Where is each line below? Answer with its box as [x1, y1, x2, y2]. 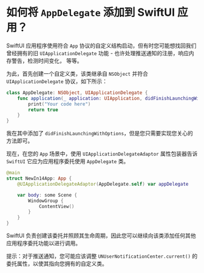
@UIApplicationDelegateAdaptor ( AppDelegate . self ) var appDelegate [17, 181, 189, 187]
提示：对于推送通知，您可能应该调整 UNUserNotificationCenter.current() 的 [6, 252, 198, 260]
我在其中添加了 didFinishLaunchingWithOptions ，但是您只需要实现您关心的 [6, 130, 193, 137]
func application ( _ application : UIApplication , [17, 95, 143, 101]
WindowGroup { [28, 198, 64, 204]
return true [28, 107, 59, 113]
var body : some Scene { [17, 192, 78, 198]
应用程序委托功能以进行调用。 [6, 240, 81, 247]
